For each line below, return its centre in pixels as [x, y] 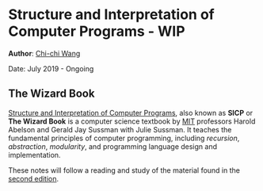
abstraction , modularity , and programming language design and [113, 146]
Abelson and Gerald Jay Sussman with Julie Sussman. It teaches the [120, 129]
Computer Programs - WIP [97, 31]
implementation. [34, 155]
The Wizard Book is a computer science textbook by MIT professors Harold [132, 121]
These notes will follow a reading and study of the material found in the [124, 170]
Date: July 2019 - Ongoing [51, 68]
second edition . [34, 178]
